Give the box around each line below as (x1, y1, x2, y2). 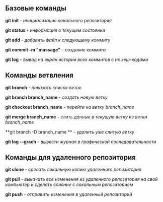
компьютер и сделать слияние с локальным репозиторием (5, 181, 133, 188)
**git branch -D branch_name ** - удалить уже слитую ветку (5, 128, 135, 135)
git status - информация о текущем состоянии (5, 27, 106, 33)
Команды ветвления (5, 71, 74, 80)
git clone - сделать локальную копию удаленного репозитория (5, 166, 142, 173)
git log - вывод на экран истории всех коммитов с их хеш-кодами (5, 56, 148, 62)
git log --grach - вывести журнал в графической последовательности (5, 139, 156, 145)
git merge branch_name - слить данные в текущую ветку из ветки (5, 113, 147, 120)
